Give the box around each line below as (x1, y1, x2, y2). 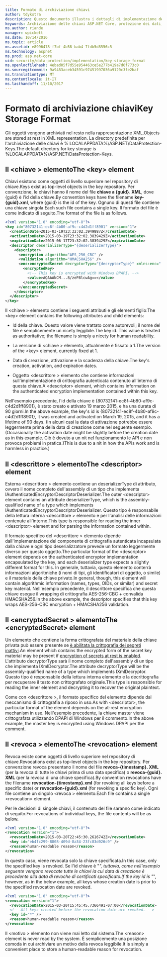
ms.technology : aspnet (5, 49, 52, 54)
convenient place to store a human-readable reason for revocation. (5, 946, 143, 952)
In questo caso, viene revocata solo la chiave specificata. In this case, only (5, 858, 157, 863)
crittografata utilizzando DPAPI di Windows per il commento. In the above (5, 715, 154, 721)
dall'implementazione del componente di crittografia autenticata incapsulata (5, 538, 161, 544)
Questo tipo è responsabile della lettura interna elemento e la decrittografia (5, 673, 159, 679)
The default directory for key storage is (16, 145, 96, 152)
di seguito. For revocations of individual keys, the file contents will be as (5, 810, 152, 816)
